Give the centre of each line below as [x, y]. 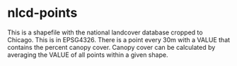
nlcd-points [42, 13]
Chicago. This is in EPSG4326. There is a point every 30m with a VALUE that [119, 39]
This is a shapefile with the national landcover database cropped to [105, 32]
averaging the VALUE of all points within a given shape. [88, 55]
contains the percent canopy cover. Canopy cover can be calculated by [111, 47]
